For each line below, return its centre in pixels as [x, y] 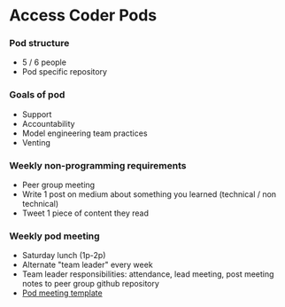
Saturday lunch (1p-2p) [64, 256]
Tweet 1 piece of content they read [85, 213]
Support [37, 114]
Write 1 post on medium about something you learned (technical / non [149, 194]
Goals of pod [37, 95]
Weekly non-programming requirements [98, 165]
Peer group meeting [58, 185]
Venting [36, 142]
